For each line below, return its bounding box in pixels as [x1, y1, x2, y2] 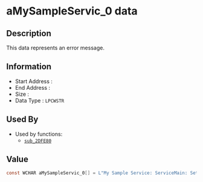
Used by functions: [14, 130, 63, 137]
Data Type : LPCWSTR [14, 96, 65, 104]
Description [6, 28, 51, 39]
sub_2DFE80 [24, 137, 52, 144]
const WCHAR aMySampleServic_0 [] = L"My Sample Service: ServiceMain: [6, 170, 188, 176]
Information [6, 61, 52, 72]
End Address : [14, 84, 50, 91]
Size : [14, 90, 29, 98]
